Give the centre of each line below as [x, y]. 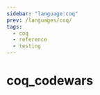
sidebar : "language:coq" [42, 14]
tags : [14, 27]
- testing [27, 46]
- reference [30, 40]
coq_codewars [50, 81]
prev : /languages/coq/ [39, 20]
